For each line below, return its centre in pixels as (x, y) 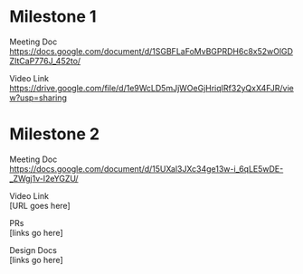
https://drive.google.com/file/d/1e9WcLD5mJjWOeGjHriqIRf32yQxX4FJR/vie (151, 88)
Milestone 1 (53, 17)
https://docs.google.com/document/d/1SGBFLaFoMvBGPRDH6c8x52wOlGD (151, 51)
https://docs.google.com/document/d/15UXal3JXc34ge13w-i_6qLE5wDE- (147, 168)
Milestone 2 (55, 134)
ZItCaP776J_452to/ (45, 61)
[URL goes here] (40, 205)
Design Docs (33, 250)
